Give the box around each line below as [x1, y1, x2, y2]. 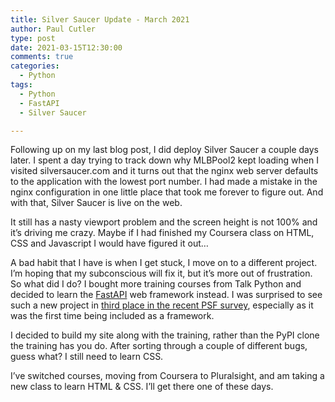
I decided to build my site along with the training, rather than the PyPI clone [10, 329, 320, 341]
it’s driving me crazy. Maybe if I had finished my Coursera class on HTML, [10, 227, 315, 239]
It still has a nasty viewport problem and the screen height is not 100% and [10, 216, 318, 228]
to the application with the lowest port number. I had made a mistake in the [10, 176, 318, 188]
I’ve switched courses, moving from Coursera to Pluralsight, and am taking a [10, 370, 325, 382]
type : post [10, 33, 56, 43]
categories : [10, 61, 60, 71]
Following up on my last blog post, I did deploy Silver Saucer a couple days [10, 144, 319, 156]
